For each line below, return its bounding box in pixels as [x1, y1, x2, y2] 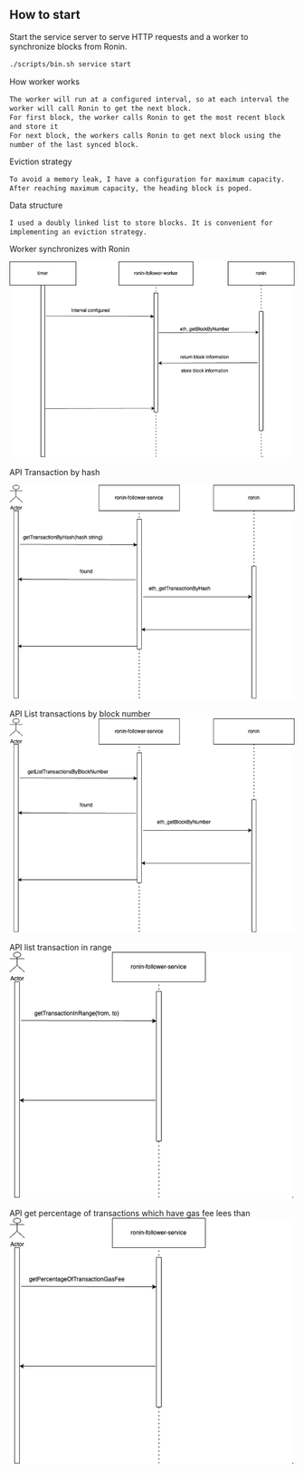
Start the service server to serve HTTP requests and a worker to [9, 31, 249, 42]
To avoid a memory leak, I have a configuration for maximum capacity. [9, 174, 285, 184]
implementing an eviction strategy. [9, 227, 147, 237]
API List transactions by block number [9, 708, 151, 719]
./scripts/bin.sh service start [9, 59, 131, 69]
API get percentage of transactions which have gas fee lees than [9, 1207, 251, 1218]
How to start [9, 7, 81, 23]
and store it [9, 122, 59, 131]
